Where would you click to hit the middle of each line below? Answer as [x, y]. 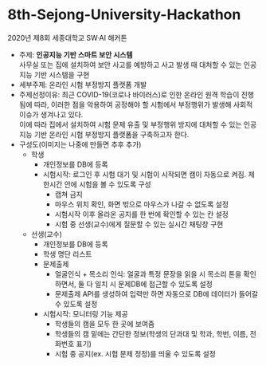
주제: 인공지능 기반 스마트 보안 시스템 [76, 54]
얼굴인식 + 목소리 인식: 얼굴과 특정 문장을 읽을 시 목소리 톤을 [148, 274]
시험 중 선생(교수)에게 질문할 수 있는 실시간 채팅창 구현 [139, 224]
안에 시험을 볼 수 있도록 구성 [108, 184]
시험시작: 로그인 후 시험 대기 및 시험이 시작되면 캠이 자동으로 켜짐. [145, 174]
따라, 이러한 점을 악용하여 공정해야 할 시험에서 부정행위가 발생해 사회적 [143, 104]
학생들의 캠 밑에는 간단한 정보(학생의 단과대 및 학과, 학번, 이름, [151, 333]
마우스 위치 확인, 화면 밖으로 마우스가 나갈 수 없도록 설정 [141, 204]
